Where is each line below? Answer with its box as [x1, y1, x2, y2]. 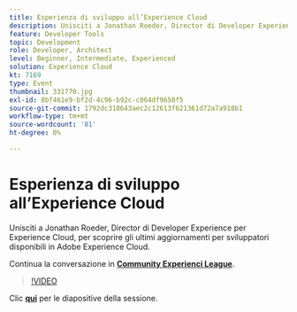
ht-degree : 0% [9, 129, 62, 137]
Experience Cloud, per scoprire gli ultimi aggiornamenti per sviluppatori [9, 231, 270, 242]
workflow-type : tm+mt [9, 112, 89, 121]
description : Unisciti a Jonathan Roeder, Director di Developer [9, 21, 255, 30]
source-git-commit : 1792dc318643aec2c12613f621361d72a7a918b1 [9, 104, 243, 113]
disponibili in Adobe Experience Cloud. [9, 241, 150, 252]
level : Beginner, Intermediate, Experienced [9, 54, 176, 63]
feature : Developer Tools [9, 29, 104, 38]
